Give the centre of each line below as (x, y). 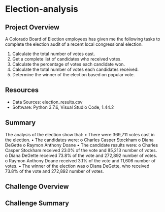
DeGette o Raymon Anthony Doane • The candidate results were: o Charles (82, 145)
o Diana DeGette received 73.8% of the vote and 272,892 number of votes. (81, 155)
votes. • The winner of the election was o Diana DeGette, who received (77, 166)
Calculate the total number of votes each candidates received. (75, 69)
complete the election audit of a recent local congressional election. (74, 44)
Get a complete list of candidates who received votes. (67, 59)
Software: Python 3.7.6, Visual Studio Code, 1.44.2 (63, 107)
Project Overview (32, 27)
